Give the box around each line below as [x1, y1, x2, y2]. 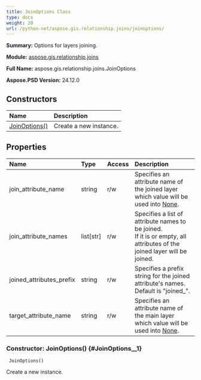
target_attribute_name [9, 311, 71, 320]
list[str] [81, 232, 102, 240]
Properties [6, 142, 47, 153]
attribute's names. [134, 279, 185, 287]
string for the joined [134, 272, 190, 280]
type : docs [6, 14, 33, 20]
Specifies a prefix [134, 264, 184, 272]
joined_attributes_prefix [9, 275, 76, 284]
